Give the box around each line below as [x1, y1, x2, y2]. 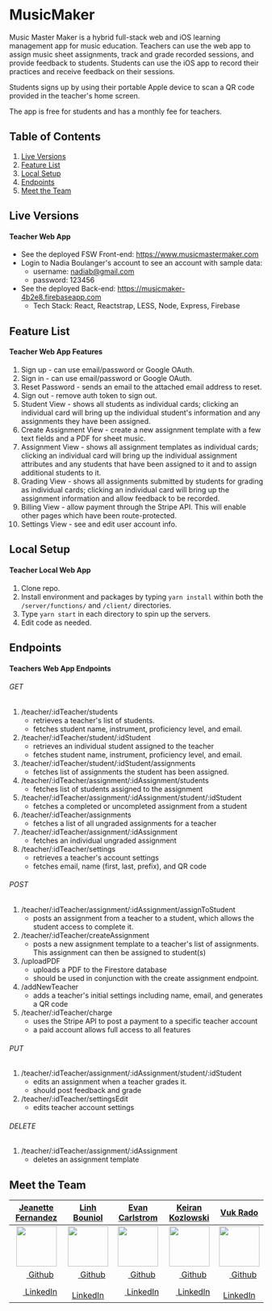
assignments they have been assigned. [20, 416, 152, 425]
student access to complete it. [32, 922, 134, 932]
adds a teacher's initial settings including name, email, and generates [32, 991, 263, 1000]
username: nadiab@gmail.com [32, 266, 135, 276]
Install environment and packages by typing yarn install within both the [20, 592, 264, 601]
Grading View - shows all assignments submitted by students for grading [20, 476, 264, 486]
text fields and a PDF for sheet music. [20, 434, 146, 443]
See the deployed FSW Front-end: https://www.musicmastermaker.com [20, 249, 259, 259]
